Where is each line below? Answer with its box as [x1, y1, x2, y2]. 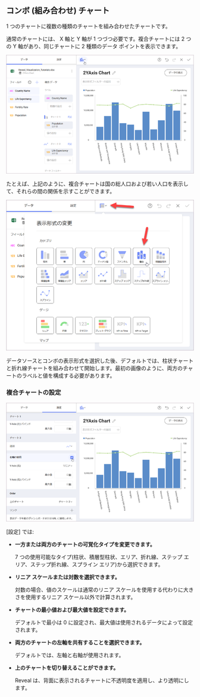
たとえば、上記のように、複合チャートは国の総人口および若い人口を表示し [6, 180, 189, 187]
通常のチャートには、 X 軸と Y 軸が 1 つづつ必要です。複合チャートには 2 [6, 35, 185, 42]
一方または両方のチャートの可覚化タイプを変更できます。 [14, 541, 156, 548]
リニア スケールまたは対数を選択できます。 [14, 573, 120, 580]
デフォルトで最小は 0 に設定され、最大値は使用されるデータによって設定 [14, 618, 193, 626]
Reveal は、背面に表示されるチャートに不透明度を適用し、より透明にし [14, 677, 189, 684]
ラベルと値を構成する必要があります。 [21, 372, 115, 379]
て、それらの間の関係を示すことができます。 [6, 188, 115, 194]
